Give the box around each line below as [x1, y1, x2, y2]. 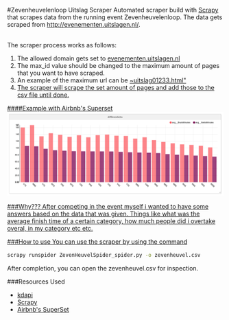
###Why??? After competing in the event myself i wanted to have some [7, 202, 209, 210]
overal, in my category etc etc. [7, 224, 93, 232]
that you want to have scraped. [16, 69, 105, 77]
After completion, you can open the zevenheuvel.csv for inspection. [7, 264, 199, 272]
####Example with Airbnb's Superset [7, 104, 113, 112]
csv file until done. [16, 91, 70, 99]
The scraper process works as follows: [7, 41, 117, 49]
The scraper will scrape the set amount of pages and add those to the [16, 84, 215, 91]
